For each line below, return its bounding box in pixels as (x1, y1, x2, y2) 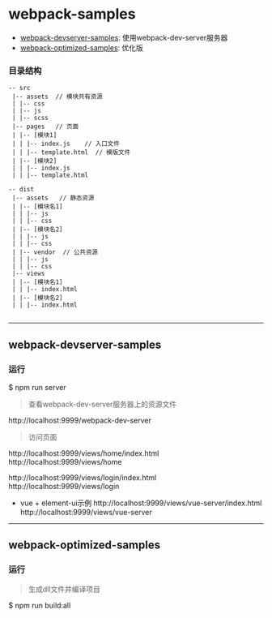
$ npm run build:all (8, 600, 71, 610)
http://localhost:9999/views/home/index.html (8, 448, 159, 458)
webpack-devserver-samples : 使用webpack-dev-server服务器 (19, 32, 228, 42)
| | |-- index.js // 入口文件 (11, 139, 120, 148)
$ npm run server (8, 382, 66, 392)
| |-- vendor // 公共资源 (11, 248, 99, 256)
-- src (8, 84, 31, 92)
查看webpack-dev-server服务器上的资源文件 (28, 399, 177, 409)
